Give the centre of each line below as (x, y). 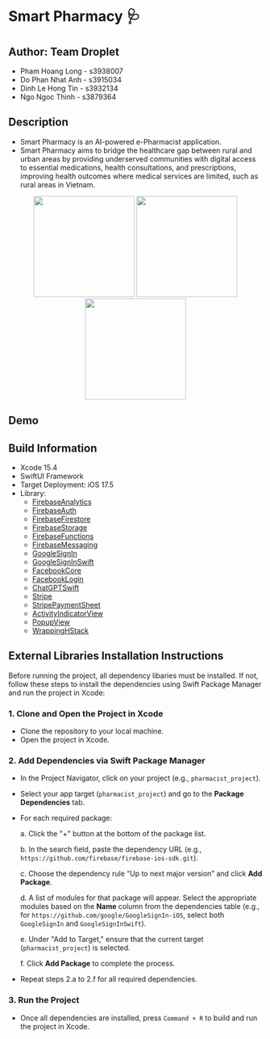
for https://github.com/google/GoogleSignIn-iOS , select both (122, 915)
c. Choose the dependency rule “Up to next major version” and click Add (141, 873)
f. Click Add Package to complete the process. (98, 964)
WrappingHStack (60, 631)
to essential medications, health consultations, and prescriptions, (128, 167)
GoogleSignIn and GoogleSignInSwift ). (83, 923)
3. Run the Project (44, 1000)
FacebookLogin (58, 579)
